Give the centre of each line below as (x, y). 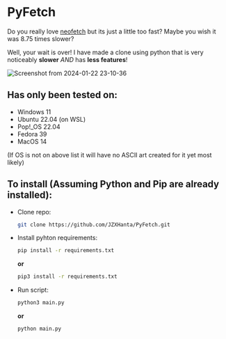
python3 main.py (41, 303)
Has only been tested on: (63, 95)
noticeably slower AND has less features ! (67, 59)
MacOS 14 (32, 141)
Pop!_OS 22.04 (39, 127)
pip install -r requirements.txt (66, 251)
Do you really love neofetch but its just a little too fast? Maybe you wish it (112, 31)
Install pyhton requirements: (57, 238)
